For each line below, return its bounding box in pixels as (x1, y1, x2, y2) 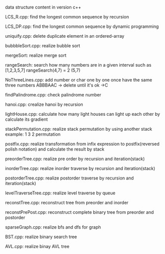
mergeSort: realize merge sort (5, 52, 67, 58)
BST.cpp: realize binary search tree (5, 234, 77, 240)
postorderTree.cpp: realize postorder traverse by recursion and (5, 175, 134, 181)
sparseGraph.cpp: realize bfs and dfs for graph (5, 224, 102, 230)
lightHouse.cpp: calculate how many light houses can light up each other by (5, 111, 160, 117)
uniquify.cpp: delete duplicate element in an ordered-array (5, 33, 125, 39)
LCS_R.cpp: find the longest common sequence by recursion (5, 14, 129, 19)
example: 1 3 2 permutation (5, 131, 61, 137)
